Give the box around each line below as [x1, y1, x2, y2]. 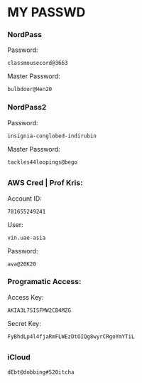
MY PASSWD [7, 4, 86, 21]
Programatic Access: [7, 277, 82, 287]
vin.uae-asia [7, 234, 46, 241]
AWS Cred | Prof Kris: [7, 178, 83, 188]
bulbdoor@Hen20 [7, 86, 53, 93]
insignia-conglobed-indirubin [7, 132, 97, 140]
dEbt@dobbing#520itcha [7, 368, 75, 376]
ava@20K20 [7, 261, 37, 268]
